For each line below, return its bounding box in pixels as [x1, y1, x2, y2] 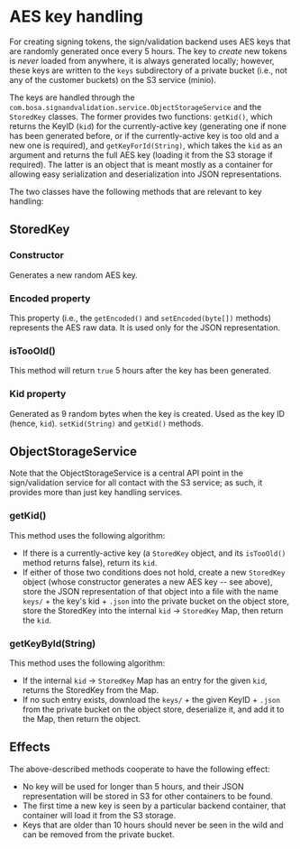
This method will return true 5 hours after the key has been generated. [9, 365, 272, 376]
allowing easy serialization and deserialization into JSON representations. [9, 169, 282, 180]
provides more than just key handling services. [9, 487, 183, 498]
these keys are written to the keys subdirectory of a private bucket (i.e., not [9, 65, 288, 76]
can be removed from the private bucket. [22, 828, 175, 840]
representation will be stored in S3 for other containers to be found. [22, 790, 273, 801]
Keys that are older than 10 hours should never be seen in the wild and [22, 819, 284, 830]
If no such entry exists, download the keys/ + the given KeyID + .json [22, 694, 281, 705]
